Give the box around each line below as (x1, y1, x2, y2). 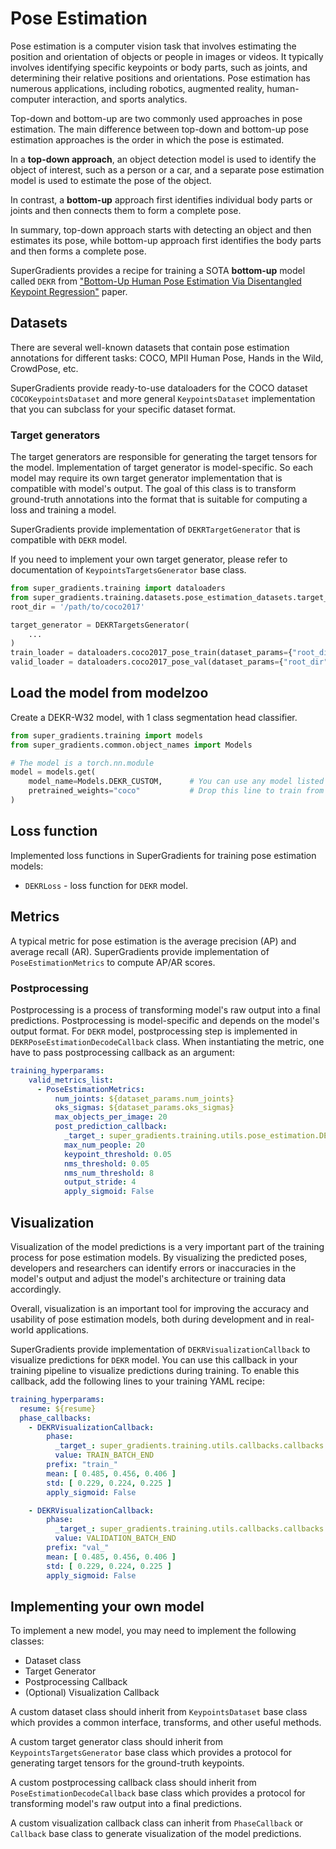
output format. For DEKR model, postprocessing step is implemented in (10, 1025, 298, 1037)
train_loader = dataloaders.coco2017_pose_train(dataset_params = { (10, 648, 293, 658)
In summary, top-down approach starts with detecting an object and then (10, 223, 312, 236)
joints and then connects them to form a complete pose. (10, 204, 242, 216)
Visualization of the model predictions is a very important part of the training (10, 1240, 325, 1252)
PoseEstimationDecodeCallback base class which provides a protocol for (10, 1787, 306, 1799)
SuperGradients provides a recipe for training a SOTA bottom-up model (10, 264, 306, 276)
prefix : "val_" (46, 1543, 110, 1553)
